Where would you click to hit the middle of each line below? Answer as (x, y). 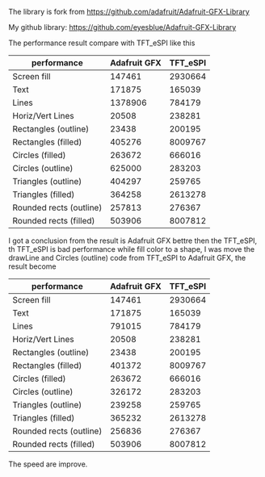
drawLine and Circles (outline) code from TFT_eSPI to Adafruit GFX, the (127, 258)
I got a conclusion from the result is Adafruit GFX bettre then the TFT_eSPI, (133, 241)
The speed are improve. (48, 464)
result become (32, 266)
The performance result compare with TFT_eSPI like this (102, 43)
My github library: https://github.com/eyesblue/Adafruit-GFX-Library (122, 27)
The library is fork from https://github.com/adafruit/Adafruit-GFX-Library (129, 12)
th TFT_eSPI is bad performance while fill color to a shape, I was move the (132, 249)
